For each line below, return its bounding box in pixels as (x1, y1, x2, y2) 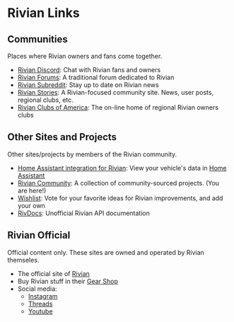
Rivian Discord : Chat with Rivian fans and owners (17, 66, 161, 74)
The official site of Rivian (17, 269, 90, 277)
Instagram (28, 292, 58, 300)
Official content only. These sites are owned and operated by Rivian (7, 248, 205, 256)
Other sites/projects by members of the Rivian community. (7, 150, 177, 159)
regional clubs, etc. (17, 96, 74, 104)
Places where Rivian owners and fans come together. (7, 52, 163, 60)
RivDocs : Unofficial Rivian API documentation (17, 209, 150, 217)
